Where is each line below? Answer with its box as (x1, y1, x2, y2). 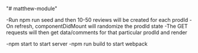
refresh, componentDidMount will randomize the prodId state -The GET (14, 23, 188, 29)
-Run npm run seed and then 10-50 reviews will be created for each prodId (6, 16, 188, 23)
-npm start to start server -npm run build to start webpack (6, 41, 148, 47)
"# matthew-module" (6, 5, 58, 12)
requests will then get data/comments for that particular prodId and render (6, 29, 187, 36)
